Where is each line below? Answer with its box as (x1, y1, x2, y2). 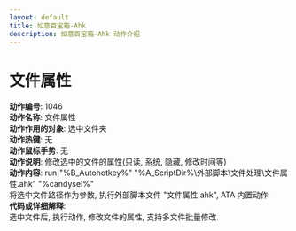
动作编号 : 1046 (9, 101, 64, 112)
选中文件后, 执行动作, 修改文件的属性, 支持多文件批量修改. (9, 212, 219, 222)
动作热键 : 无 (9, 135, 53, 145)
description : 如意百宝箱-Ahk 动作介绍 (9, 29, 140, 38)
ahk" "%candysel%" (19, 179, 95, 189)
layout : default (9, 12, 69, 22)
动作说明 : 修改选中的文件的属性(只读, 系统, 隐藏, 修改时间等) (9, 157, 228, 167)
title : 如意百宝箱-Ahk (9, 21, 87, 30)
